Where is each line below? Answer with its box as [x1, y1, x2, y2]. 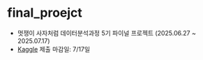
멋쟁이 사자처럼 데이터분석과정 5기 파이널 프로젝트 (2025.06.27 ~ [17, 29, 197, 37]
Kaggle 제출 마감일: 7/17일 [17, 45, 91, 53]
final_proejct [7, 5, 82, 21]
